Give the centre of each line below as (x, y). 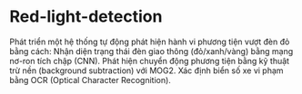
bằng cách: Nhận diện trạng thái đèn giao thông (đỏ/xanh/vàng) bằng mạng (151, 51)
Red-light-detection (86, 17)
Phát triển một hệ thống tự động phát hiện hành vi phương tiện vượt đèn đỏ (150, 42)
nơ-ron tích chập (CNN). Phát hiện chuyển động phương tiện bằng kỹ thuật (149, 61)
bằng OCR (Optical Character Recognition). (90, 80)
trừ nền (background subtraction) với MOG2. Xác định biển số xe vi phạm (146, 70)
